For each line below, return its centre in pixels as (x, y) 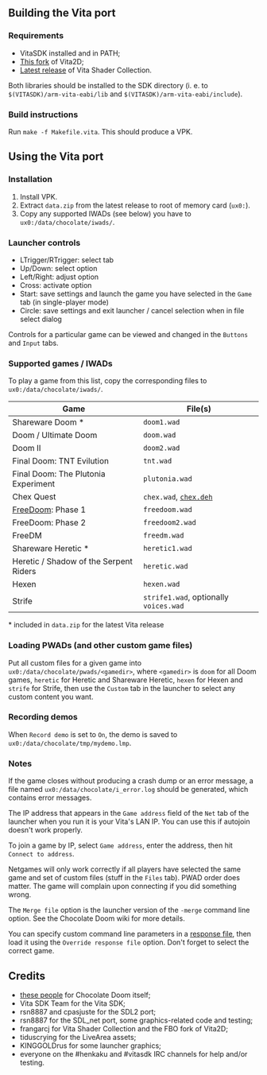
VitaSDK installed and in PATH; (70, 53)
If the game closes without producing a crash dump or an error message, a (131, 781)
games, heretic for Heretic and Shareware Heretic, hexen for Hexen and (126, 680)
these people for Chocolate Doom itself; (85, 995)
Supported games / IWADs (60, 363)
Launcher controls (44, 243)
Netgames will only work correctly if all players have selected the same (125, 869)
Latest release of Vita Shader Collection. (86, 70)
